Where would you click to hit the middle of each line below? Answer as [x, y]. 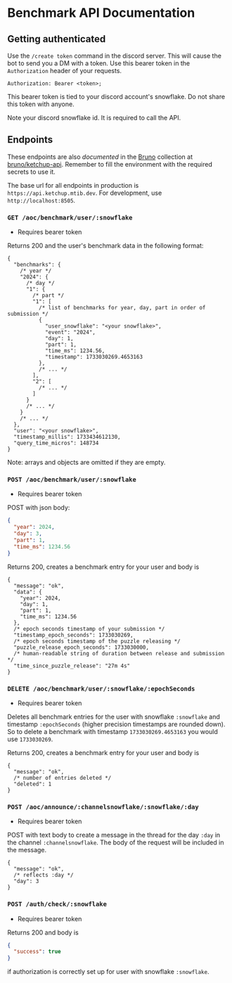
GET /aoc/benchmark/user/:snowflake [70, 217]
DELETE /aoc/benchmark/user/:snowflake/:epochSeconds [101, 688]
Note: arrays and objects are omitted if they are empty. [86, 463]
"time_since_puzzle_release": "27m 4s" [72, 666]
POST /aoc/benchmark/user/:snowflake [72, 480]
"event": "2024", [70, 333]
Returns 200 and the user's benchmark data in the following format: [105, 246]
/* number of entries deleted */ [63, 778]
